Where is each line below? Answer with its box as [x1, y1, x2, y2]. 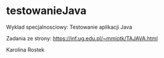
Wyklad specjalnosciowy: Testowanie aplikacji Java [6, 23, 133, 30]
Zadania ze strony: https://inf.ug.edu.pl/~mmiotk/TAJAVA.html [6, 35, 158, 42]
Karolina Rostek [6, 46, 45, 53]
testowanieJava [6, 4, 87, 18]
